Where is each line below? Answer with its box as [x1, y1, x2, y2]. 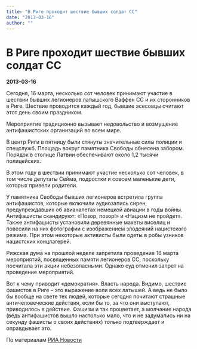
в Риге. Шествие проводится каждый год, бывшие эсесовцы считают [6, 102, 184, 110]
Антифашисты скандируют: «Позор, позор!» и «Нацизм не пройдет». [6, 213, 183, 220]
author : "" [6, 20, 33, 26]
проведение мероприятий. [6, 269, 75, 276]
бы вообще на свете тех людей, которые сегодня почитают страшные [6, 293, 186, 300]
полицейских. [6, 157, 42, 165]
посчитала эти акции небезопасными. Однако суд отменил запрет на [6, 262, 184, 269]
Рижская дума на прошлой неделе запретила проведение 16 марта [6, 250, 179, 257]
